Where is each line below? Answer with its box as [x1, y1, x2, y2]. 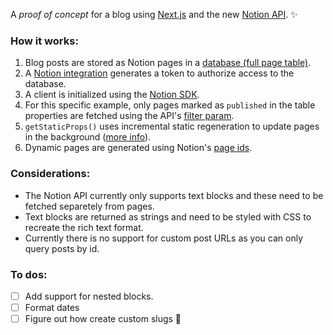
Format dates [24, 301, 80, 313]
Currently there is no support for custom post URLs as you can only [24, 232, 304, 244]
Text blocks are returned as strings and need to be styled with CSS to [24, 210, 312, 223]
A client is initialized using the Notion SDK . [24, 89, 200, 101]
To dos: [10, 267, 48, 281]
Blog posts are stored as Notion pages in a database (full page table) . [24, 57, 312, 69]
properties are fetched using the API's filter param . [24, 110, 235, 122]
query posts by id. [24, 242, 100, 254]
